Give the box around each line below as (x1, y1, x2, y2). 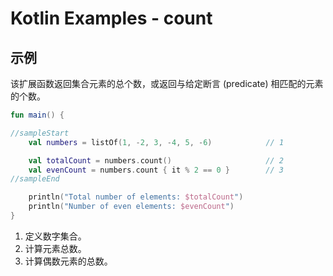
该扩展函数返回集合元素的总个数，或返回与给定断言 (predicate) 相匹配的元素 (10, 78, 324, 89)
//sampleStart (10, 128, 70, 138)
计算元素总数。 (24, 242, 87, 254)
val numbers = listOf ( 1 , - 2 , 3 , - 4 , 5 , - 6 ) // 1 (28, 137, 285, 147)
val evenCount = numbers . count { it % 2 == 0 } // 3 (28, 165, 284, 175)
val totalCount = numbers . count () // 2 (28, 155, 284, 166)
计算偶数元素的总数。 (24, 255, 113, 267)
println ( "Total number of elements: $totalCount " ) (28, 192, 244, 202)
